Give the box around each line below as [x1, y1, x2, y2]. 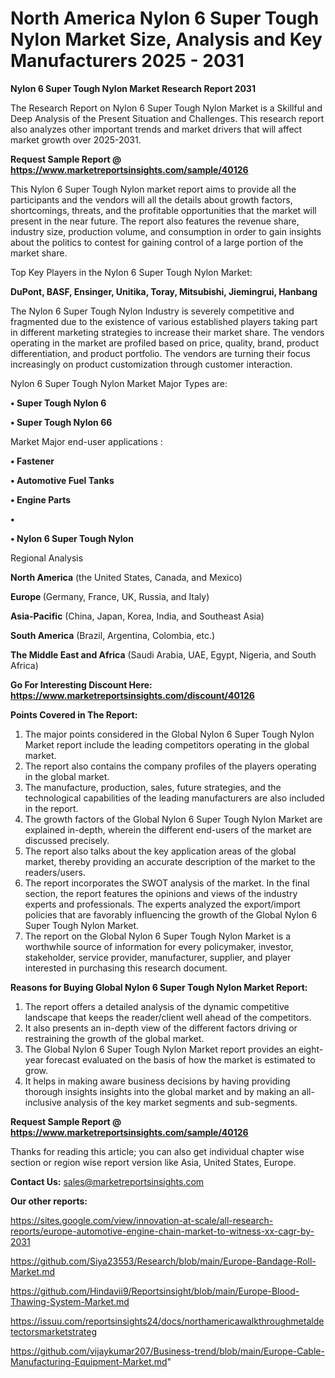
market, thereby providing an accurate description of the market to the [24, 855, 316, 867]
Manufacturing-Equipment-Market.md [10, 1355, 168, 1367]
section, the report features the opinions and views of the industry [24, 887, 298, 899]
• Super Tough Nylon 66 [10, 416, 113, 428]
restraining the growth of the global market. [24, 1032, 205, 1044]
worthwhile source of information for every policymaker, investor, [24, 940, 294, 952]
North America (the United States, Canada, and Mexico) [10, 571, 243, 583]
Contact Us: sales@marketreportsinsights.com [10, 1175, 205, 1187]
